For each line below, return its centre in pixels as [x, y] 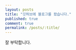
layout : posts [19, 10]
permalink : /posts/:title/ [32, 28]
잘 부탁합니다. [18, 43]
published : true [21, 19]
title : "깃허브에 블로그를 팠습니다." [38, 14]
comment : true [19, 23]
